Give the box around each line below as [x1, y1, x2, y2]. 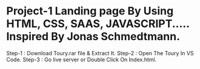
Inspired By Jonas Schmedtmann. [6, 30, 181, 43]
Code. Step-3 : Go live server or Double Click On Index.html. [6, 56, 157, 63]
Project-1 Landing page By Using [6, 4, 174, 18]
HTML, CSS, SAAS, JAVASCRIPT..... [6, 17, 190, 31]
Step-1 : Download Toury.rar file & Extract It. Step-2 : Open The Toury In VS [6, 49, 194, 56]
